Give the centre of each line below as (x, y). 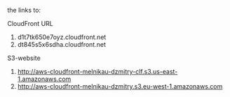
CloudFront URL (31, 23)
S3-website (24, 58)
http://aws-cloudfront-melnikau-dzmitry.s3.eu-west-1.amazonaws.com (120, 86)
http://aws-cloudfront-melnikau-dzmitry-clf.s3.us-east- (97, 72)
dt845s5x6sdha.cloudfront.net (62, 44)
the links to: (24, 10)
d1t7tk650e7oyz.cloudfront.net (62, 37)
